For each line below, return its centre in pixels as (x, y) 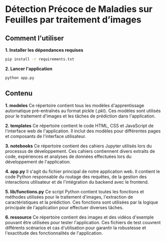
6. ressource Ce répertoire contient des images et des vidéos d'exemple (80, 217)
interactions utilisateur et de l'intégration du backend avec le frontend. (77, 182)
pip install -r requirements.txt (40, 59)
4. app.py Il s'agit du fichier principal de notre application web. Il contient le (83, 171)
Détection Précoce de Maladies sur (79, 9)
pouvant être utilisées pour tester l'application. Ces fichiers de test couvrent (83, 222)
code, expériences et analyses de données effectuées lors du (68, 156)
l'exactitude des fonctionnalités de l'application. (54, 233)
